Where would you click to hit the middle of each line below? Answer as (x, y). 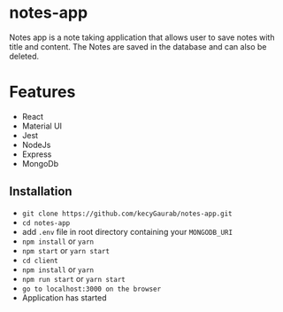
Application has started (64, 297)
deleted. (24, 56)
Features (42, 92)
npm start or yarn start (66, 250)
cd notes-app (46, 223)
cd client (40, 261)
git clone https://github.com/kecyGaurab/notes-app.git (127, 214)
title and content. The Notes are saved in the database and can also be (138, 46)
